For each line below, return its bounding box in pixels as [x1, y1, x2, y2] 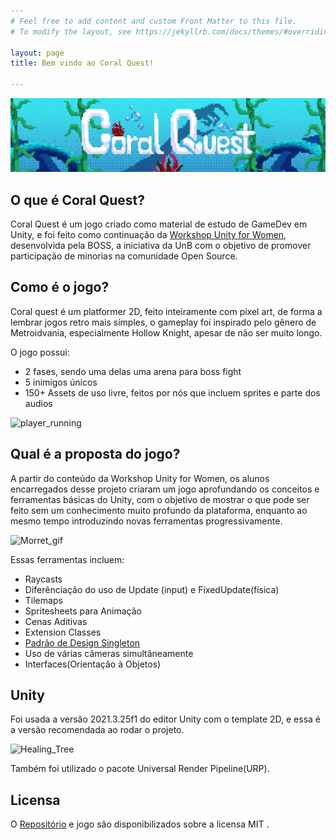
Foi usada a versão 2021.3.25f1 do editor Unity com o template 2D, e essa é [10, 713, 322, 725]
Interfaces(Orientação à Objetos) [24, 658, 162, 670]
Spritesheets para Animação [24, 605, 142, 617]
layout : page [10, 48, 65, 58]
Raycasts [24, 573, 63, 585]
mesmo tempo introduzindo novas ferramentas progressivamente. [10, 515, 283, 527]
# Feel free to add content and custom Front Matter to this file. [10, 16, 298, 26]
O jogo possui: [10, 346, 70, 358]
